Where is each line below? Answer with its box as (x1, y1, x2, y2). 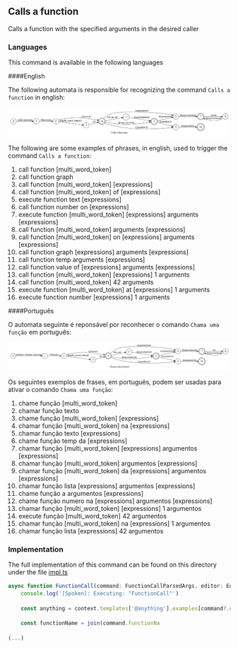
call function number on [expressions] (18, 202, 129, 211)
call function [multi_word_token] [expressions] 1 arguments (18, 270, 190, 279)
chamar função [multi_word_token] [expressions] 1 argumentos (18, 504, 202, 512)
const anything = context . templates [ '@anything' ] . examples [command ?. (20, 605, 230, 612)
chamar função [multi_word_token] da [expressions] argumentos (18, 466, 207, 475)
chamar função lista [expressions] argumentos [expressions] (18, 481, 196, 490)
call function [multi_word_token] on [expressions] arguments (18, 233, 195, 241)
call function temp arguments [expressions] (18, 255, 145, 264)
